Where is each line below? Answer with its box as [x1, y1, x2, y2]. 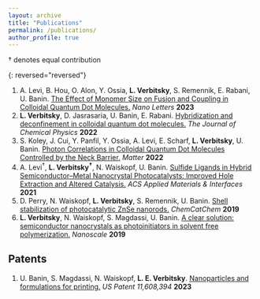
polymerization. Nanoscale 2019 [19, 230, 126, 239]
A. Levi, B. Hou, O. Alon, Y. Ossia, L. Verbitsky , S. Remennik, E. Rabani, [19, 86, 251, 95]
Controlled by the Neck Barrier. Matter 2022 [19, 153, 164, 163]
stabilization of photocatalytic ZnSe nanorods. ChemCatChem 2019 [19, 204, 240, 214]
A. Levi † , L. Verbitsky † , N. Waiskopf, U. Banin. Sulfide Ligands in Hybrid [19, 161, 252, 172]
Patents [8, 252, 47, 266]
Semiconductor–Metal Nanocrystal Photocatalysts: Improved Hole [19, 170, 234, 180]
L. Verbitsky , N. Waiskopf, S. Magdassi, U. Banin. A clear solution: [19, 212, 235, 222]
